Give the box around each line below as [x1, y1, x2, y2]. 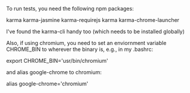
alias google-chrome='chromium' [6, 80, 88, 87]
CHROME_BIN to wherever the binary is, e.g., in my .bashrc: [6, 46, 154, 53]
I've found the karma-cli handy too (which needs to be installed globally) [6, 28, 185, 35]
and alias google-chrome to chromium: [6, 69, 102, 76]
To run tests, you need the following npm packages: [6, 5, 134, 12]
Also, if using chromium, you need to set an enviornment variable [6, 40, 167, 46]
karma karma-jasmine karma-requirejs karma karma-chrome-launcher [6, 17, 180, 23]
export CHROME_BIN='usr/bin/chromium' [6, 57, 109, 64]
